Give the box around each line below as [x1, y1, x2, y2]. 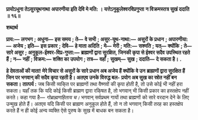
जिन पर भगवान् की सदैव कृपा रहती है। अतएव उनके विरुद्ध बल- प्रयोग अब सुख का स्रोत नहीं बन [6, 74, 177, 81]
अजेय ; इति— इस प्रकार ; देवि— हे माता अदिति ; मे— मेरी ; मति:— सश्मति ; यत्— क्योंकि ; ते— [12, 42, 192, 49]
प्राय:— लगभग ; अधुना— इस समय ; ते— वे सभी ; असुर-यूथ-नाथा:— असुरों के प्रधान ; [6, 36, 167, 42]
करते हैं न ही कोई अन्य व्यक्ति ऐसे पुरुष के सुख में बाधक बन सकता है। [6, 107, 134, 114]
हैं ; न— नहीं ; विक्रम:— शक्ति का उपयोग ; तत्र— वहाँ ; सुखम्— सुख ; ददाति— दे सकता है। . [6, 56, 182, 62]
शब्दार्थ [6, 24, 18, 31]
